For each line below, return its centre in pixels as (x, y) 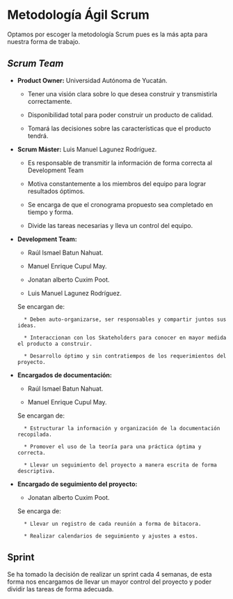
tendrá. (38, 135)
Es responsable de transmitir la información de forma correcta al (120, 162)
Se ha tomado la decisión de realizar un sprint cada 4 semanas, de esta (110, 574)
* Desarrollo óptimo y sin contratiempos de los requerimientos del (125, 356)
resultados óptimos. (56, 191)
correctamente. (50, 101)
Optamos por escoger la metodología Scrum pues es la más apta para (107, 34)
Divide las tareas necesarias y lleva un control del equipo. (110, 225)
